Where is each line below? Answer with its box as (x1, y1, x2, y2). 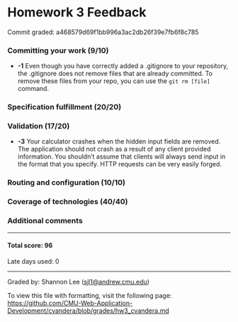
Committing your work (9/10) (7, 45, 109, 55)
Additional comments (7, 216, 83, 226)
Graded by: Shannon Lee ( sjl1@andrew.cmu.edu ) (7, 277, 150, 286)
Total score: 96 (7, 241, 53, 249)
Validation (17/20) (7, 122, 70, 132)
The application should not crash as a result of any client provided (17, 145, 211, 154)
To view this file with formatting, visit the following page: (7, 291, 172, 299)
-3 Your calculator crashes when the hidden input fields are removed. (17, 137, 221, 146)
